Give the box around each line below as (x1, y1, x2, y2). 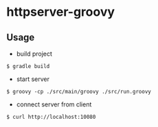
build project (16, 49, 53, 58)
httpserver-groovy (6, 4, 115, 20)
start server (16, 75, 49, 83)
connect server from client (16, 100, 92, 108)
